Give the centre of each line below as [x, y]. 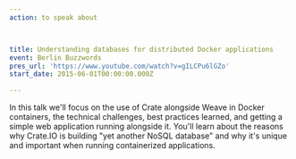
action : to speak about [54, 17]
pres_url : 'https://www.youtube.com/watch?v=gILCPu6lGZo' [119, 66]
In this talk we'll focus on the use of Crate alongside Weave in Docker [137, 107]
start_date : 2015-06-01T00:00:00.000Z [81, 74]
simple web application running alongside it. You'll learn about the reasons [147, 127]
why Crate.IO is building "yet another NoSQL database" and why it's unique [148, 136]
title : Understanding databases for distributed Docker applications [142, 49]
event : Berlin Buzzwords [55, 58]
